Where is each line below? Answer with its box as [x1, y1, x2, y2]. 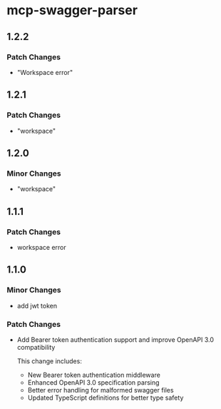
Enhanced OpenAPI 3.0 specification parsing [27, 378, 160, 387]
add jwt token [16, 301, 58, 310]
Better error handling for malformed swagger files [27, 385, 174, 394]
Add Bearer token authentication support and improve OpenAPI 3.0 [16, 335, 215, 344]
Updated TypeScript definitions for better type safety [27, 393, 184, 402]
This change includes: [16, 356, 83, 365]
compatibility [16, 343, 56, 351]
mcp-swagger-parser [6, 2, 138, 19]
